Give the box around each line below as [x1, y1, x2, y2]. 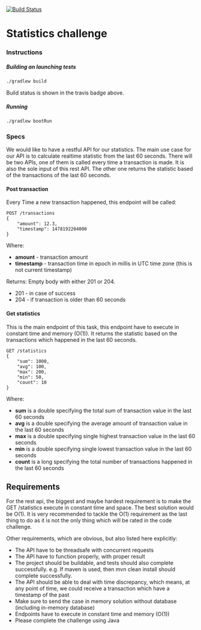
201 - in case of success [14, 289, 76, 297]
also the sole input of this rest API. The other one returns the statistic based [6, 165, 193, 173]
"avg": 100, [17, 363, 47, 369]
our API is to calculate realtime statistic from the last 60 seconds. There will [6, 152, 193, 159]
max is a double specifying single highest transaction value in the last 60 [14, 432, 196, 439]
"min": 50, [17, 374, 44, 380]
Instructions [6, 48, 43, 57]
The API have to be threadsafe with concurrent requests [14, 546, 154, 554]
